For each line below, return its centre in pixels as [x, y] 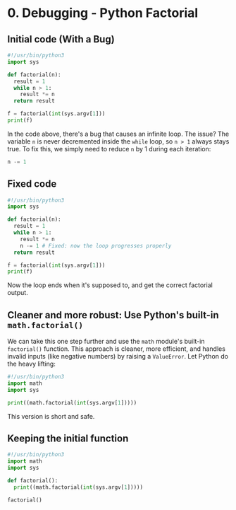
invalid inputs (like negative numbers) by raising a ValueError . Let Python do [118, 357]
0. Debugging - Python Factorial [103, 13]
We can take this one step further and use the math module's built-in [106, 342]
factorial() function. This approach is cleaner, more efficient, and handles [116, 349]
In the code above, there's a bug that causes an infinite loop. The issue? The [118, 134]
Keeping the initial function [68, 439]
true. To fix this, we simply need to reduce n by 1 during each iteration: [109, 149]
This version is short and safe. [51, 416]
